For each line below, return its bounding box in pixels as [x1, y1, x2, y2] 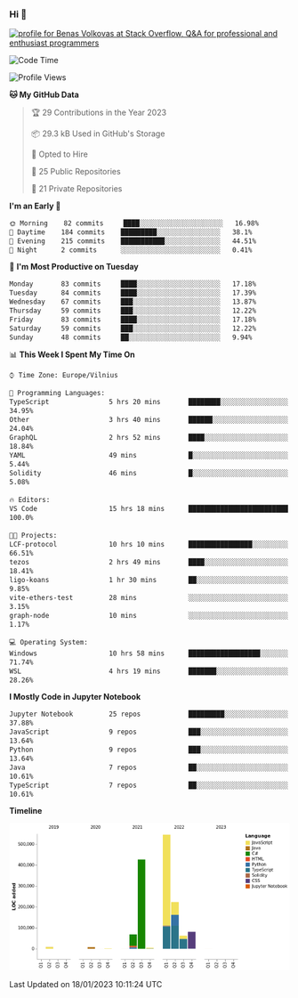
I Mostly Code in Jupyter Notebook [9, 692, 141, 702]
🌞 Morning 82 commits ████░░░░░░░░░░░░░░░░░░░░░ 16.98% [9, 219, 260, 228]
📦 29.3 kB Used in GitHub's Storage [30, 128, 165, 139]
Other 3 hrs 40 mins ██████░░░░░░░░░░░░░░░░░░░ [9, 416, 289, 425]
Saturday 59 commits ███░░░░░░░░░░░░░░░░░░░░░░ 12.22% [9, 324, 256, 333]
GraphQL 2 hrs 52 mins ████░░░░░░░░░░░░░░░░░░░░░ [9, 434, 289, 442]
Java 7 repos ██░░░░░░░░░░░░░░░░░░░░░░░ [9, 763, 289, 773]
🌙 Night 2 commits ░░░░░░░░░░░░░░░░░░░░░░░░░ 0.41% [9, 246, 253, 255]
